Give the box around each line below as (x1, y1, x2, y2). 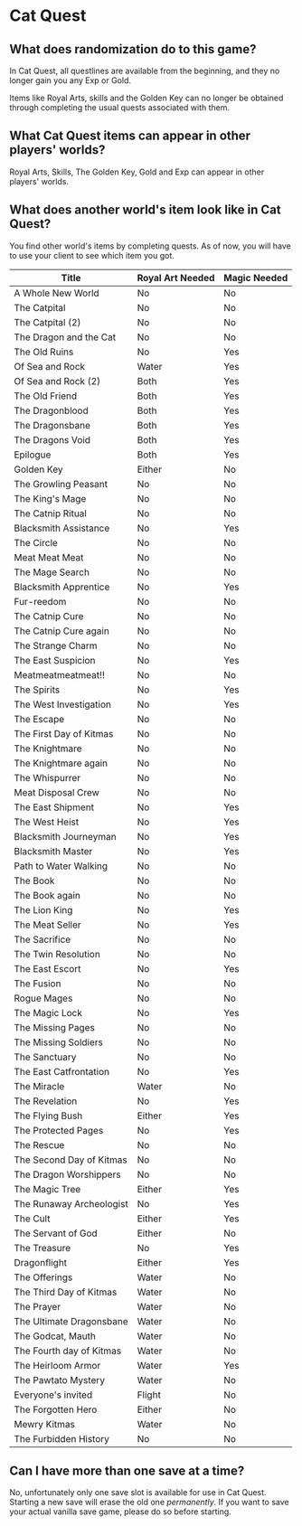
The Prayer (14, 1300, 61, 1313)
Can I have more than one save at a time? (9, 1464, 245, 1479)
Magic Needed (223, 271, 288, 284)
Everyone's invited (14, 1389, 93, 1401)
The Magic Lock (14, 1006, 83, 1019)
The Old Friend (14, 390, 78, 402)
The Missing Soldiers (14, 1036, 104, 1049)
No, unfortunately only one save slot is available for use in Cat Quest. (9, 1487, 267, 1498)
